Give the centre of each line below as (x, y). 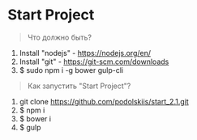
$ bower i (35, 118)
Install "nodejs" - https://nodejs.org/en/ (85, 53)
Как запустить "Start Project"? (79, 86)
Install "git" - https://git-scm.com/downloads (94, 62)
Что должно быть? (60, 37)
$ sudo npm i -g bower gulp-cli (71, 70)
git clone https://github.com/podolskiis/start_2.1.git (104, 101)
